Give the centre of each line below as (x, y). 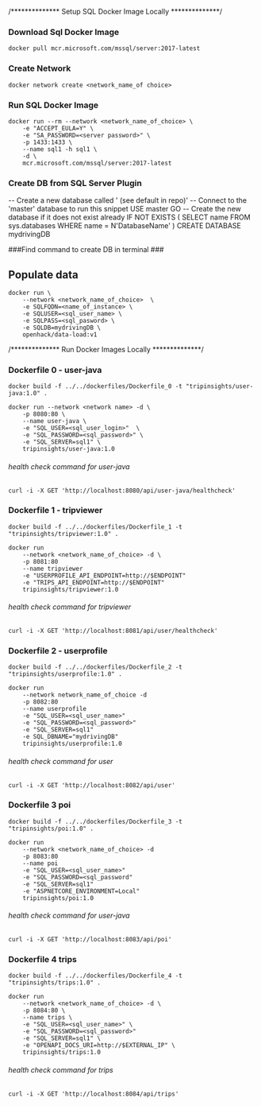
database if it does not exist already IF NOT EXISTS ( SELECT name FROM (130, 217)
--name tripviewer (53, 569)
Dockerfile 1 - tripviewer (56, 510)
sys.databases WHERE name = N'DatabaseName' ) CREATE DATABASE (125, 226)
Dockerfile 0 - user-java (55, 370)
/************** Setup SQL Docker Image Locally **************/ (115, 12)
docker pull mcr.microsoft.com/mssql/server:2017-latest (104, 49)
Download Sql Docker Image (64, 32)
